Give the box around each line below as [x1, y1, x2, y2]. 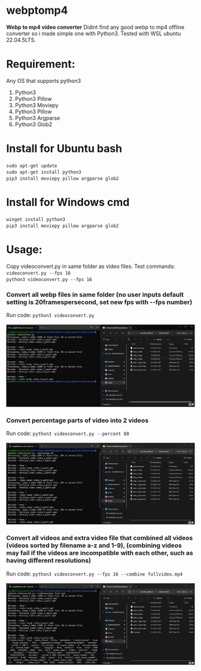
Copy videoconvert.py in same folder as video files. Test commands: [6, 263, 175, 270]
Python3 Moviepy [14, 102, 59, 109]
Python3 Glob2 [14, 121, 53, 128]
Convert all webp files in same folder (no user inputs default [6, 290, 184, 299]
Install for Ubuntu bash [6, 142, 123, 156]
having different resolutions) [6, 556, 92, 565]
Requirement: [6, 58, 76, 71]
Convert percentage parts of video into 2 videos [6, 416, 149, 424]
